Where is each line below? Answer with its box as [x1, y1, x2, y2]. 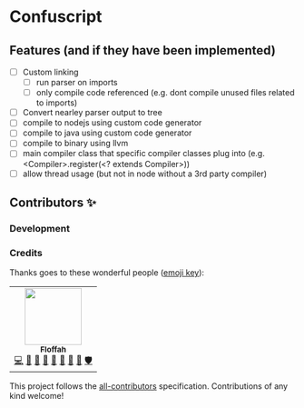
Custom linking [22, 66, 79, 77]
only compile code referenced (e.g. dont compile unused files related [35, 87, 295, 98]
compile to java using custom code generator [22, 127, 192, 138]
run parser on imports [35, 77, 118, 88]
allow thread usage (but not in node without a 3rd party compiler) [22, 168, 268, 179]
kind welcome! [9, 391, 64, 402]
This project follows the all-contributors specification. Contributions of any [9, 381, 289, 392]
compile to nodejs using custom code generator [22, 117, 202, 128]
